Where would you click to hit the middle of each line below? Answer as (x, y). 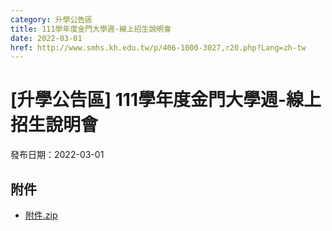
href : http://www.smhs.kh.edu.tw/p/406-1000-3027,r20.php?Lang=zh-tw (158, 47)
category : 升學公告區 (51, 19)
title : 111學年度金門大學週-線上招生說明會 (91, 29)
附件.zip (41, 215)
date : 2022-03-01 (46, 38)
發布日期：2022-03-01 (57, 155)
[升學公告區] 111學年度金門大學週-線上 (166, 100)
